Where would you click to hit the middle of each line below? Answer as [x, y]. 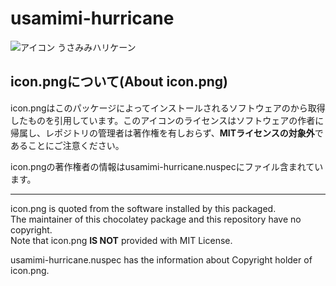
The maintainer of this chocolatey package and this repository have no [156, 219]
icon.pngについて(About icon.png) [119, 82]
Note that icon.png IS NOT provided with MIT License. [121, 240]
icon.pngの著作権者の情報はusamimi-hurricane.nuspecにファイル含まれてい [167, 166]
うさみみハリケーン [97, 47]
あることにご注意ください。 [67, 145]
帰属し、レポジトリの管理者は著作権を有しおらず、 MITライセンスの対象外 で [167, 133]
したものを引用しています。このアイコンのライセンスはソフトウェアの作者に [167, 120]
